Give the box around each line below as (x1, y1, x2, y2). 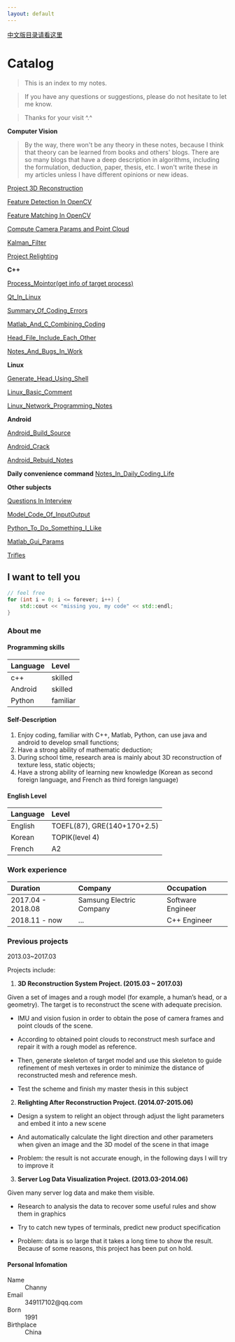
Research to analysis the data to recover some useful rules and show (17, 1202, 217, 1210)
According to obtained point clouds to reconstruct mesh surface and (17, 1035, 215, 1043)
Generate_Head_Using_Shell (7, 374, 89, 382)
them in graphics (17, 1209, 66, 1218)
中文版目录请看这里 (7, 30, 63, 39)
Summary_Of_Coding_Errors (7, 306, 88, 314)
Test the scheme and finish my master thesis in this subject (17, 1085, 189, 1093)
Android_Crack (7, 442, 50, 450)
